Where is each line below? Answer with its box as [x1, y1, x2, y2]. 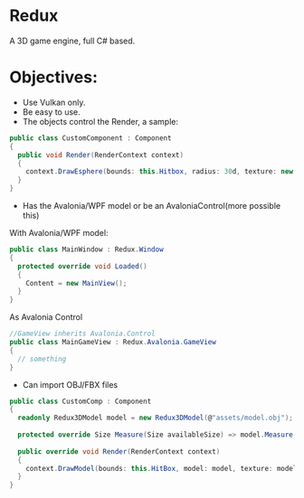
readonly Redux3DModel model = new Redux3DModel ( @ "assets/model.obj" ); [17, 413, 294, 423]
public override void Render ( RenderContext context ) [17, 446, 221, 456]
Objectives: [9, 67, 98, 88]
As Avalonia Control [9, 312, 83, 323]
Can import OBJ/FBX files [22, 379, 119, 390]
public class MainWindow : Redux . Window [9, 245, 165, 254]
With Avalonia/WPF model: [9, 228, 109, 238]
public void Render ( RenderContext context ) [17, 150, 184, 159]
